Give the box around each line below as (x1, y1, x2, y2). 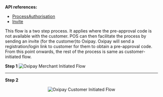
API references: (5, 4, 37, 10)
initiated (5, 54, 21, 60)
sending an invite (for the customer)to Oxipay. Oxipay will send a (5, 38, 134, 44)
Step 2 (5, 77, 18, 83)
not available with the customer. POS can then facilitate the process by (5, 33, 147, 39)
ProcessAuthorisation (12, 14, 55, 19)
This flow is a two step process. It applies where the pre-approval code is (5, 28, 152, 33)
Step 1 (5, 63, 18, 69)
